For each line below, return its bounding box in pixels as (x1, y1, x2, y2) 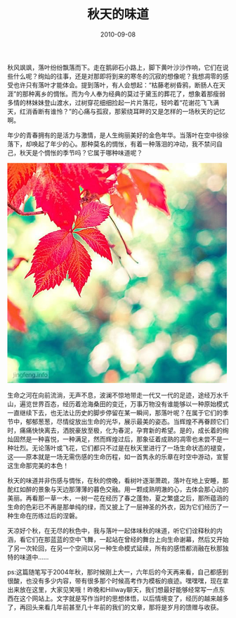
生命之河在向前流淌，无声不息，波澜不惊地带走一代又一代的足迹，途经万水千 (7, 391, 229, 399)
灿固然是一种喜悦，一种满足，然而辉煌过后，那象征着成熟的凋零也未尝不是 (7, 434, 223, 443)
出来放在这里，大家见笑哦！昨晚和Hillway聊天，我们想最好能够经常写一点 (7, 585, 219, 593)
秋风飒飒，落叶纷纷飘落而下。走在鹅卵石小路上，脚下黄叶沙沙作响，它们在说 (7, 63, 229, 71)
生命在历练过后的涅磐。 (13, 511, 81, 519)
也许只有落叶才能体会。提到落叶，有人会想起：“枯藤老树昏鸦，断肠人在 (13, 80, 220, 89)
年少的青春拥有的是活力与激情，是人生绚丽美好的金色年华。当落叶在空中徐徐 (7, 131, 229, 139)
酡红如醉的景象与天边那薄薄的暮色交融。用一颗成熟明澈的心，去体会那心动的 (7, 485, 229, 493)
